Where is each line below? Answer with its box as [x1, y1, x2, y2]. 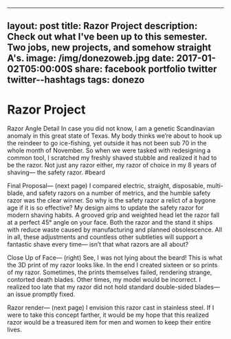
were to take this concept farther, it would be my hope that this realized [7, 311, 210, 319]
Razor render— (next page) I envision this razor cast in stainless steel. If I [7, 304, 214, 312]
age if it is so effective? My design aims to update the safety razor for [7, 204, 204, 212]
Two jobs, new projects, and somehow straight [7, 42, 212, 54]
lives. [7, 325, 22, 334]
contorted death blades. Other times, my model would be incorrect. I [7, 276, 201, 284]
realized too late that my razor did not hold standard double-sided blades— [7, 283, 220, 291]
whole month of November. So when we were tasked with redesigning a [7, 146, 211, 155]
